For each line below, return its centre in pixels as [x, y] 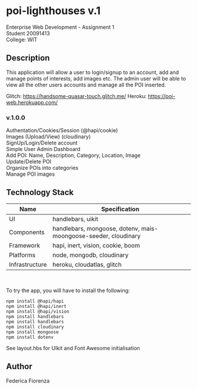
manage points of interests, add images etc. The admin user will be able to [96, 78]
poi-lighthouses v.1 [53, 11]
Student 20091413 [28, 33]
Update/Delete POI [29, 162]
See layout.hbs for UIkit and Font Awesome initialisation [73, 348]
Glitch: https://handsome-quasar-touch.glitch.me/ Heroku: [77, 96]
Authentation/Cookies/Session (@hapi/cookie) [62, 130]
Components [27, 232]
